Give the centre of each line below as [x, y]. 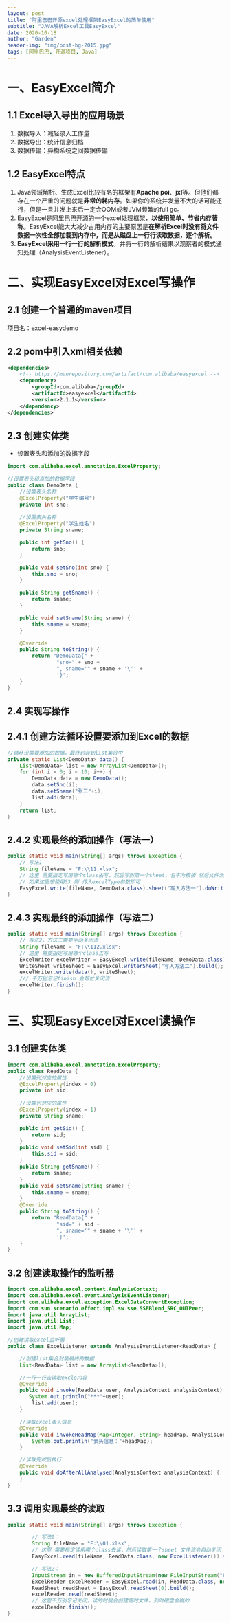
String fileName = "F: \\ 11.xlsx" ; [69, 869]
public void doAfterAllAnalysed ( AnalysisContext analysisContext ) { [120, 1473]
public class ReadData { [43, 1071]
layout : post [26, 13]
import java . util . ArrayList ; [49, 1315]
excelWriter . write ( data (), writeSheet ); [78, 972]
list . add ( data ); [55, 797]
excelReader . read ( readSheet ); [75, 1594]
